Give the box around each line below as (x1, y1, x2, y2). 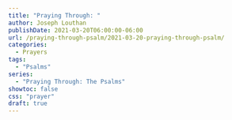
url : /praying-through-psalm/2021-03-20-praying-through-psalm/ (8, 33, 225, 42)
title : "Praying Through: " (8, 11, 101, 20)
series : (8, 70, 34, 78)
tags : (8, 56, 26, 64)
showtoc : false (8, 84, 59, 93)
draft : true (8, 99, 48, 107)
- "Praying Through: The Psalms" (15, 77, 126, 85)
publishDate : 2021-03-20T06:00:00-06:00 (8, 26, 144, 34)
